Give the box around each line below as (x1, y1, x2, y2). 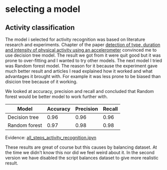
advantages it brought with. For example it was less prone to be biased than (5, 74, 161, 79)
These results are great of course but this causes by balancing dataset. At (5, 144, 157, 150)
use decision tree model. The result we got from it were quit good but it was (5, 52, 161, 58)
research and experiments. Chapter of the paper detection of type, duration (5, 42, 161, 48)
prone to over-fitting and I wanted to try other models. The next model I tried (5, 58, 163, 63)
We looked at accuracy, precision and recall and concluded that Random (5, 88, 154, 94)
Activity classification (5, 23, 75, 32)
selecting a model (5, 3, 81, 15)
